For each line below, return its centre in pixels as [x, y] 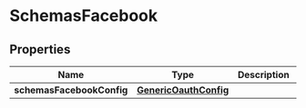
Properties [40, 49]
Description [263, 75]
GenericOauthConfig [183, 90]
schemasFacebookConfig [71, 90]
